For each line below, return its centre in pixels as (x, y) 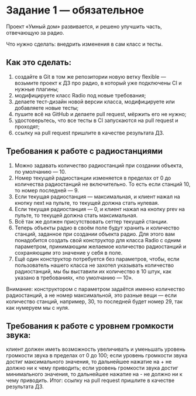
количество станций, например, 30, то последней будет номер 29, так (94, 301)
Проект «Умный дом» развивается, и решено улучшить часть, (84, 26)
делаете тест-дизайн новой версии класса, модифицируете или (95, 101)
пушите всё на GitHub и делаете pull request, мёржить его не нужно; (100, 114)
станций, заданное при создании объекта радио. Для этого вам (95, 234)
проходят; (27, 126)
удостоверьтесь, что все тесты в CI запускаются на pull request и (96, 120)
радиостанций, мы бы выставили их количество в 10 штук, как (93, 271)
